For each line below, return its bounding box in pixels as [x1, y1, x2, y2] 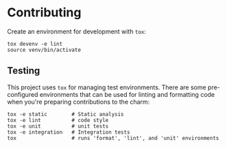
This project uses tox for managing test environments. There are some [7, 83, 207, 91]
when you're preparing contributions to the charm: [7, 98, 150, 106]
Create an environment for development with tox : [7, 27, 146, 35]
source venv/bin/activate [7, 46, 81, 53]
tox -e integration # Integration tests [7, 128, 130, 136]
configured [7, 90, 38, 98]
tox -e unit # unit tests [7, 123, 109, 130]
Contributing [7, 5, 82, 20]
